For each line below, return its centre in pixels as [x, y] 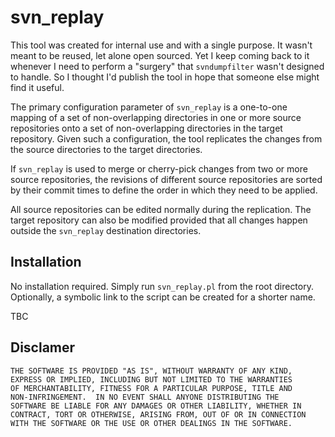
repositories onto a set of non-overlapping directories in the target [146, 128]
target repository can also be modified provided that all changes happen [159, 220]
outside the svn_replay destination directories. [106, 230]
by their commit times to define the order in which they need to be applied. [164, 190]
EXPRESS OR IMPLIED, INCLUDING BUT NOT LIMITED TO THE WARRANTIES [151, 379]
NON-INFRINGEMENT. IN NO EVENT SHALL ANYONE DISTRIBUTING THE [145, 397]
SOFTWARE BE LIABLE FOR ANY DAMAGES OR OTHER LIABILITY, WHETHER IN [156, 406]
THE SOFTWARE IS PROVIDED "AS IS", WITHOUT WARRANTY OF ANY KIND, [151, 371]
